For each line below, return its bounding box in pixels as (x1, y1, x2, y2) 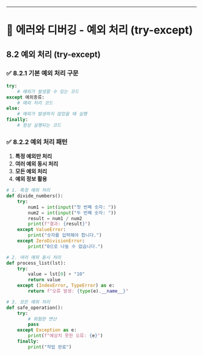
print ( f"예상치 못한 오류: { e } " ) (28, 333, 103, 339)
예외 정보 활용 (14, 175, 47, 183)
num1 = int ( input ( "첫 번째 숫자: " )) (28, 204, 117, 210)
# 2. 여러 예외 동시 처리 (6, 254, 62, 261)
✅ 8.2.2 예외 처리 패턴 (6, 137, 68, 146)
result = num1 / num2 (28, 215, 83, 221)
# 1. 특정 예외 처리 (6, 187, 50, 193)
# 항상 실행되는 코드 (17, 122, 62, 128)
